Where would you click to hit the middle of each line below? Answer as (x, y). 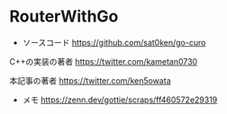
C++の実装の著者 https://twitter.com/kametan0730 (104, 61)
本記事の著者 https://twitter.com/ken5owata (90, 80)
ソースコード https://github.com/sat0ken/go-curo (114, 42)
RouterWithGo (64, 17)
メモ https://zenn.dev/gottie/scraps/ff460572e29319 (120, 100)
